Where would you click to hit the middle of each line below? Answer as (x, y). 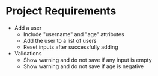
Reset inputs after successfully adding (71, 47)
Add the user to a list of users (60, 40)
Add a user (28, 28)
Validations (28, 53)
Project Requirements (61, 11)
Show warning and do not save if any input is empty (87, 60)
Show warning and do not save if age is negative (84, 66)
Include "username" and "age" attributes (74, 34)
